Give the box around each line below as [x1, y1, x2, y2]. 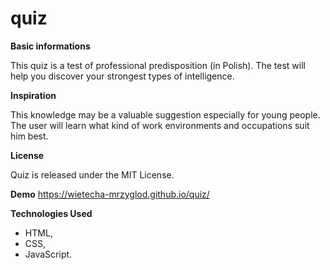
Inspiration [10, 89, 57, 101]
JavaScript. [24, 248, 73, 260]
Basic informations [10, 40, 91, 52]
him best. [10, 130, 49, 142]
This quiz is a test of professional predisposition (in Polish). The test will [10, 59, 306, 71]
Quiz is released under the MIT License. [10, 168, 175, 181]
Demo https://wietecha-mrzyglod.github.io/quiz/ [10, 188, 210, 200]
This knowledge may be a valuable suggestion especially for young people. [10, 108, 321, 121]
